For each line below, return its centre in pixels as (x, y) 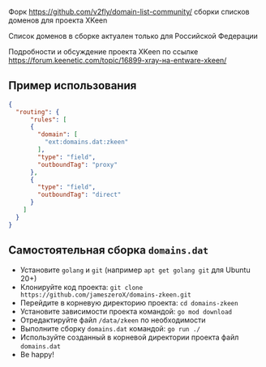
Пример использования (73, 85)
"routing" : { (38, 112)
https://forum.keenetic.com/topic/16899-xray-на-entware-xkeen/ (118, 60)
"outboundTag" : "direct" (79, 195)
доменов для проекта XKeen (58, 20)
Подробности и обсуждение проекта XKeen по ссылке (103, 51)
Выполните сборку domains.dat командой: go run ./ (110, 328)
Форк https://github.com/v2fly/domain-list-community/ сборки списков (129, 12)
